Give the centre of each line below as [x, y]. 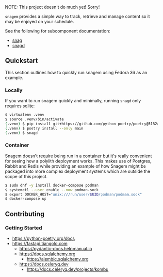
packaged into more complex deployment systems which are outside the [78, 171]
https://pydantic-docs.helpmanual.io [56, 248]
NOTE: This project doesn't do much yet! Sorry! [53, 7]
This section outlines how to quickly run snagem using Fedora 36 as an [76, 72]
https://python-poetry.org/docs [43, 238]
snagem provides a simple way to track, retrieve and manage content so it [78, 16]
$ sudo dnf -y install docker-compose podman [52, 185]
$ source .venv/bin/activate [34, 119]
